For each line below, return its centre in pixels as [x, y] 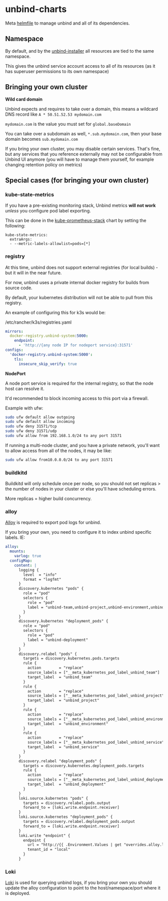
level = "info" [40, 575]
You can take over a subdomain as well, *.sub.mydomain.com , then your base [83, 133]
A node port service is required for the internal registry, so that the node [79, 383]
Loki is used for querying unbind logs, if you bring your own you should [79, 882]
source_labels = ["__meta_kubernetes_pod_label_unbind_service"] [97, 743]
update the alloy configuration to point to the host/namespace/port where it [83, 888]
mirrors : [14, 331]
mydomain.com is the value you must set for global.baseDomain [68, 124]
